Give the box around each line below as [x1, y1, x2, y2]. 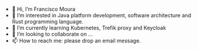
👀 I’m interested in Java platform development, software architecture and [11, 12, 192, 19]
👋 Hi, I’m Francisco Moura [11, 6, 76, 12]
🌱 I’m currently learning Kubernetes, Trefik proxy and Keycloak [11, 24, 166, 31]
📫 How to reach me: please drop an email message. [11, 37, 141, 44]
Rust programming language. [11, 18, 84, 25]
